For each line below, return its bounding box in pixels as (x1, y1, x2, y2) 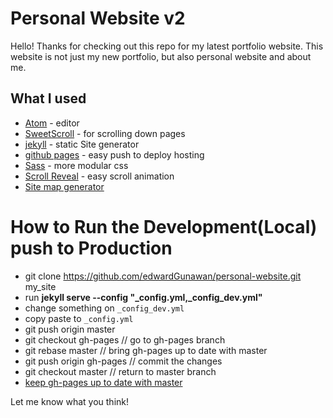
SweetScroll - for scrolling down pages (24, 127, 186, 139)
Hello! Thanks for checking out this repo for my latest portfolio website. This (10, 40, 324, 52)
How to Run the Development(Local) (10, 215, 318, 238)
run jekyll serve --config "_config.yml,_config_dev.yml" (24, 291, 263, 303)
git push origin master (24, 323, 116, 335)
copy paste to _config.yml (24, 312, 134, 324)
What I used (10, 90, 87, 107)
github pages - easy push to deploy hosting (24, 148, 205, 161)
